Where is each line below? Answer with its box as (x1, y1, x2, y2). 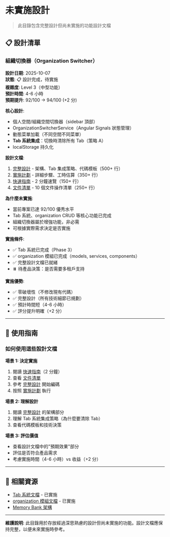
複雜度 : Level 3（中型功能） (5, 84, 63, 90)
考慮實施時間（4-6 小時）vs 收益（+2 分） (12, 456, 101, 462)
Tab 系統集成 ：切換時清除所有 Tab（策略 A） (12, 138, 106, 144)
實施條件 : (5, 236, 25, 242)
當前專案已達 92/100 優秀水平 (12, 206, 74, 212)
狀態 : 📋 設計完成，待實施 (5, 76, 58, 82)
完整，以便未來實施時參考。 (9, 526, 67, 532)
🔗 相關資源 (5, 477, 38, 486)
